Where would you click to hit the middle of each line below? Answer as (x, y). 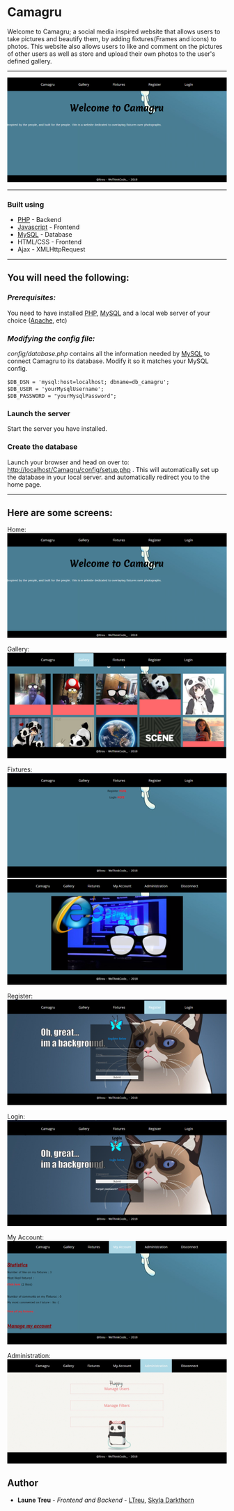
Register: (20, 996)
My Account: (25, 1237)
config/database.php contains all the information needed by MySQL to (109, 353)
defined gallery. (30, 61)
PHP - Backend (39, 219)
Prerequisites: (32, 297)
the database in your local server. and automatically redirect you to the (109, 477)
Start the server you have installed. (57, 429)
